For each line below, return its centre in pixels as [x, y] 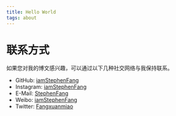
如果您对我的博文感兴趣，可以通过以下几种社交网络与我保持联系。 [90, 68]
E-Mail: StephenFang [42, 93]
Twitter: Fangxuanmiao [44, 106]
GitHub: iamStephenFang [47, 80]
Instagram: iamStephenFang [51, 87]
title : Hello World [31, 12]
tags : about [21, 18]
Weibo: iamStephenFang [46, 100]
